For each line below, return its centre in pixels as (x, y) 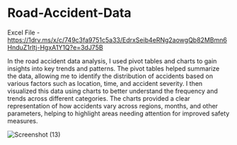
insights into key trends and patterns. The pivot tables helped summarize (114, 68)
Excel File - (24, 32)
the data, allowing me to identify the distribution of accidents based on (110, 76)
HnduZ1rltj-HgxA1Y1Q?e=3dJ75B (56, 47)
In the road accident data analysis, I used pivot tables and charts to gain (112, 61)
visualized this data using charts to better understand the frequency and (112, 91)
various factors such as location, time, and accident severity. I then (105, 83)
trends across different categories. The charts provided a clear (99, 98)
